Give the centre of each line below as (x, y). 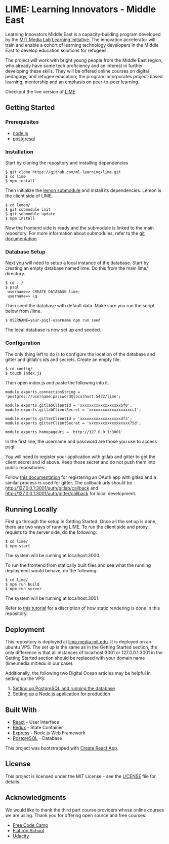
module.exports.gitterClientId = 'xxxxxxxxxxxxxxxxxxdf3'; (69, 418)
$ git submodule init (28, 209)
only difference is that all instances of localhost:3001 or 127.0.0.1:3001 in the (84, 653)
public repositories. (25, 467)
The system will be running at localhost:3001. (52, 598)
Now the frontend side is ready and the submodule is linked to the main (80, 228)
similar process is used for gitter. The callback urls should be (69, 482)
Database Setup (25, 251)
